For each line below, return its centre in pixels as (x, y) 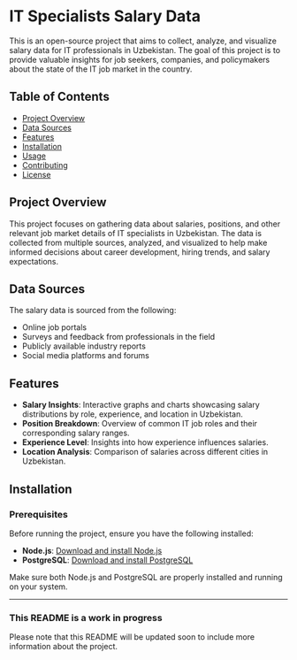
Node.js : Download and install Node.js (92, 550)
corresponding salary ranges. (76, 433)
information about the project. (63, 647)
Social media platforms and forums (86, 356)
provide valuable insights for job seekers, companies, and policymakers (140, 59)
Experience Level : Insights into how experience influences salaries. (145, 442)
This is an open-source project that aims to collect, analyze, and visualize (143, 41)
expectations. (34, 261)
